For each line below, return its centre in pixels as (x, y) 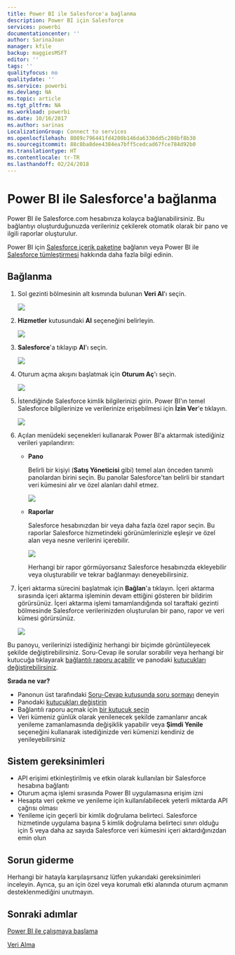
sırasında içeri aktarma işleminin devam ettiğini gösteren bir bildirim (115, 596)
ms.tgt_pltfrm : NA (34, 105)
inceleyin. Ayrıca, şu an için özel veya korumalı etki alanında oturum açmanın (118, 885)
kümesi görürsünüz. (46, 618)
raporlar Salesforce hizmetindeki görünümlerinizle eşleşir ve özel (122, 532)
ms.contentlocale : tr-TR (43, 158)
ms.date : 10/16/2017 (38, 118)
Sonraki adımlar (42, 914)
